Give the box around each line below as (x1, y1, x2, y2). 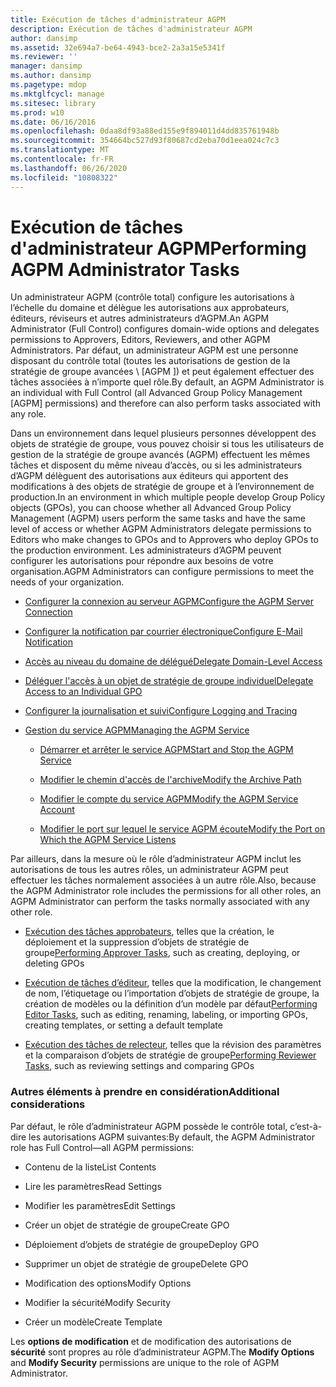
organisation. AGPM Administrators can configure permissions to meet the (10, 566, 315, 578)
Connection (24, 606, 73, 618)
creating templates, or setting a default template (24, 1019, 223, 1031)
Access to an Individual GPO (24, 686, 143, 698)
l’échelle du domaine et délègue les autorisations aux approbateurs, (10, 302, 290, 314)
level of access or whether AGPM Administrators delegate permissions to (10, 523, 312, 535)
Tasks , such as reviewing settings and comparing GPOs (24, 1060, 255, 1072)
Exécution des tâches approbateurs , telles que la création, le (24, 926, 275, 938)
